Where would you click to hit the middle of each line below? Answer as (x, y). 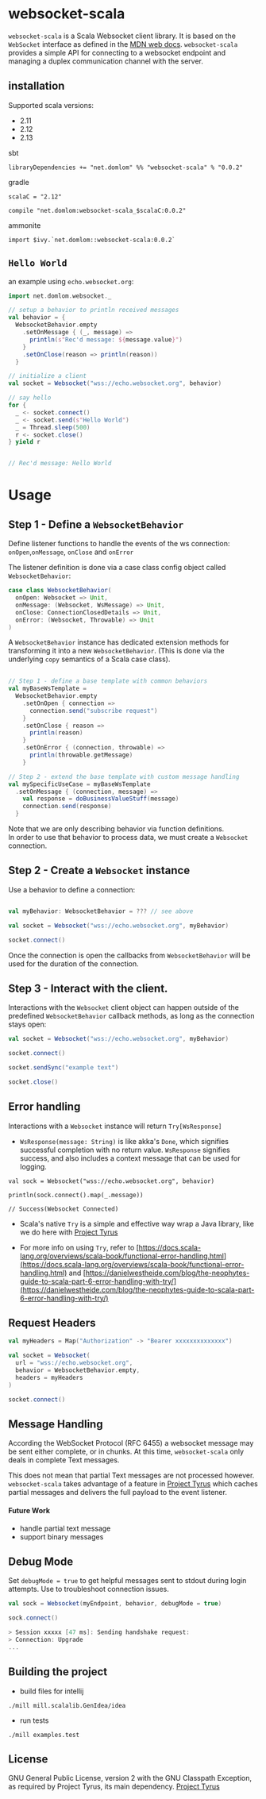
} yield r (25, 442)
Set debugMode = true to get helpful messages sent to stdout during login (127, 1581)
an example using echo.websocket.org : (71, 281)
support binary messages (62, 1536)
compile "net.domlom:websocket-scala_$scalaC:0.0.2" (97, 210)
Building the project (58, 1672)
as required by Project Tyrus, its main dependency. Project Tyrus (114, 1786)
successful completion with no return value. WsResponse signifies (125, 1150)
